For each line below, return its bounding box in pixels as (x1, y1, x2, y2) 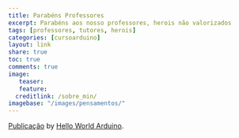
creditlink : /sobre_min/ (15, 92, 97, 100)
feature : (18, 84, 47, 93)
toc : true (8, 56, 41, 64)
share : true (8, 48, 47, 56)
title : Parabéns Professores (8, 11, 104, 20)
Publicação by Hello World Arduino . (8, 121, 124, 131)
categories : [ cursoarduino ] (8, 33, 101, 42)
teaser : (18, 77, 44, 85)
